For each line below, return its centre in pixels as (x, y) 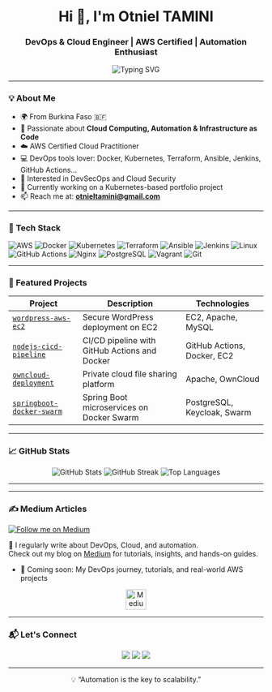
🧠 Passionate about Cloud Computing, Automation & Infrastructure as (138, 128)
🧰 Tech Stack (35, 228)
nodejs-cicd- (38, 347)
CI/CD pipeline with (119, 341)
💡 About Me (32, 98)
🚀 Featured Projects (48, 283)
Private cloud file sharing (130, 374)
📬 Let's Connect (42, 634)
